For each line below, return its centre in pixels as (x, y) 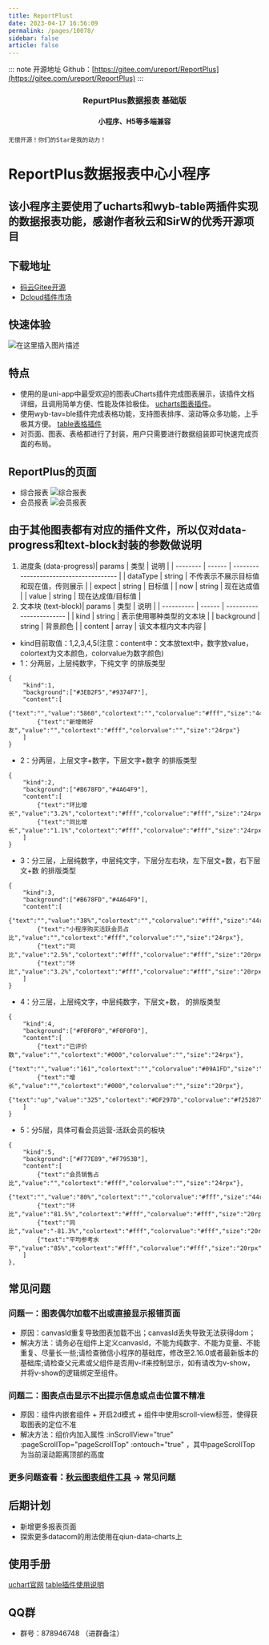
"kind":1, (39, 685)
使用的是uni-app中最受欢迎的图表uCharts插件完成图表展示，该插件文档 (137, 394)
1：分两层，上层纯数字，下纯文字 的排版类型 (92, 663)
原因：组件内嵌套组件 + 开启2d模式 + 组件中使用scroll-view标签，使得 (135, 1414)
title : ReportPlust (41, 16)
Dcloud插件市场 (46, 296)
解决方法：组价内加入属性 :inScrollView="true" (96, 1434)
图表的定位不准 (52, 1424)
